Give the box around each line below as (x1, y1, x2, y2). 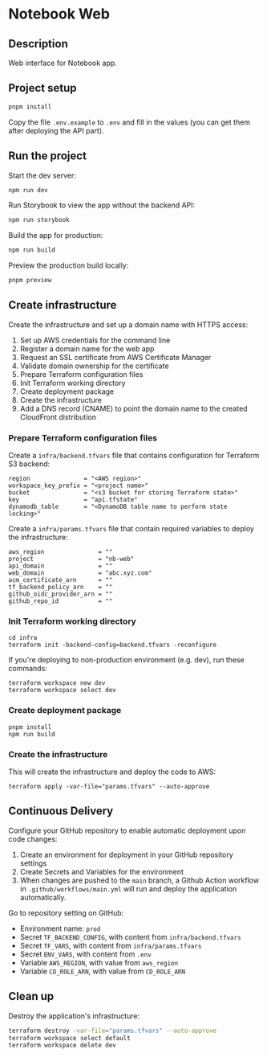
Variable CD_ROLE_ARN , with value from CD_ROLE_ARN (19, 966, 186, 976)
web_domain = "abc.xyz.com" (8, 569, 152, 577)
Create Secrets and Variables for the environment (19, 866, 184, 876)
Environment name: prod (19, 924, 101, 933)
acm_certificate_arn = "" (8, 576, 113, 584)
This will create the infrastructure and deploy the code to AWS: (8, 767, 216, 776)
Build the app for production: (8, 231, 103, 240)
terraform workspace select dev (8, 686, 116, 694)
